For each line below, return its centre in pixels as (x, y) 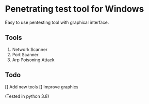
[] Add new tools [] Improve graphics (42, 87)
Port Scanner (25, 54)
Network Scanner (30, 49)
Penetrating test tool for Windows (74, 9)
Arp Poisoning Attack (33, 60)
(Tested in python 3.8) (27, 96)
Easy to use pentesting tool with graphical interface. (57, 22)
